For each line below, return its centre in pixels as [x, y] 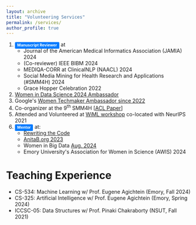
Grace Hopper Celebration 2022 [62, 88]
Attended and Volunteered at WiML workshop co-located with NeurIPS [100, 114]
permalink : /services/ [34, 22]
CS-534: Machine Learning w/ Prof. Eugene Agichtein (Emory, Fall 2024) [102, 192]
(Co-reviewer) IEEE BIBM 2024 [60, 63]
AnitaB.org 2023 [43, 139]
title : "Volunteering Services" [45, 17]
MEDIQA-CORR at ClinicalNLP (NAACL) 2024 [78, 70]
